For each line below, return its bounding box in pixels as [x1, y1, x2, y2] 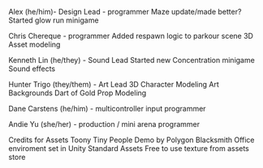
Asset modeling [8, 40, 61, 49]
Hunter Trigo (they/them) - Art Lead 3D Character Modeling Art [8, 80, 219, 89]
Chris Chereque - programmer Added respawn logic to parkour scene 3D [8, 31, 254, 40]
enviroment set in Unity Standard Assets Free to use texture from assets [8, 144, 250, 153]
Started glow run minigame [8, 15, 99, 25]
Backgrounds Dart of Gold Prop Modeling [8, 88, 147, 98]
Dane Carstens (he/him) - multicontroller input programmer [8, 104, 206, 113]
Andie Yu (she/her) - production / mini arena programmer [8, 120, 200, 128]
